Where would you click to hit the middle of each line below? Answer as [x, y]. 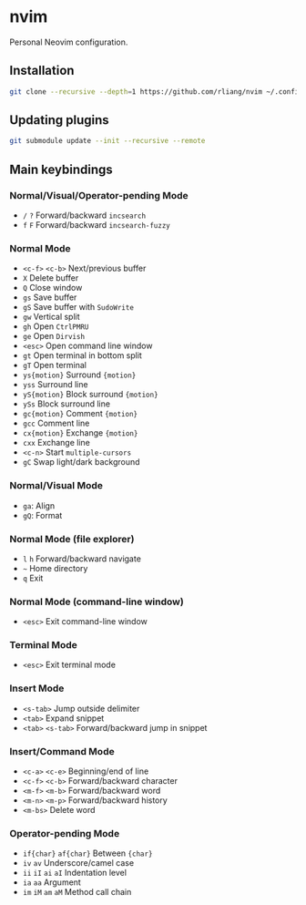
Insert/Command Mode [62, 751]
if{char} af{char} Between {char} [87, 853]
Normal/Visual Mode [56, 486]
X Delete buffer [51, 278]
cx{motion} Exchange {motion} [80, 433]
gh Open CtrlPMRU [56, 326]
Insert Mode [37, 688]
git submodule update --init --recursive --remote [107, 141]
